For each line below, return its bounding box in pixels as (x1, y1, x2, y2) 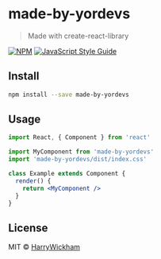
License (8, 221, 48, 234)
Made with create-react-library (27, 31, 129, 41)
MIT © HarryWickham (8, 242, 81, 252)
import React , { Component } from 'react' (8, 133, 151, 141)
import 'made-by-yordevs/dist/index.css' (8, 156, 148, 164)
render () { (15, 176, 52, 185)
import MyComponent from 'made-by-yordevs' (8, 148, 155, 156)
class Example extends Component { (8, 170, 126, 178)
